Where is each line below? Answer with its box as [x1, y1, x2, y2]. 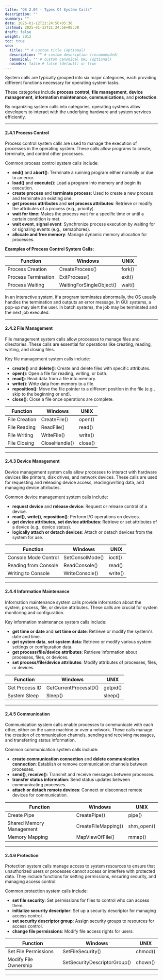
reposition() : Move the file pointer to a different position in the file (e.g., [12, 386, 155, 391]
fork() [121, 266, 135, 272]
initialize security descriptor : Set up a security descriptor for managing [12, 908, 156, 913]
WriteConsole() [63, 570, 98, 576]
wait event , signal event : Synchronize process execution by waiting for [12, 221, 155, 227]
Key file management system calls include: [5, 355, 91, 362]
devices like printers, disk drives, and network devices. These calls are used [5, 474, 158, 480]
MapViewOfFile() [76, 834, 115, 841]
